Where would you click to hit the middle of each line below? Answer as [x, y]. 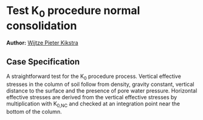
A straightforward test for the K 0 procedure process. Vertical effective [94, 77]
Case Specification [43, 62]
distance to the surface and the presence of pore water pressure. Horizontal [102, 91]
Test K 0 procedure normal [73, 12]
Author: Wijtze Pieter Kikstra [42, 43]
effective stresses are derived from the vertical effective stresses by [92, 97]
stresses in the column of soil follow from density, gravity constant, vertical [100, 84]
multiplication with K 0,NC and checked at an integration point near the [93, 104]
